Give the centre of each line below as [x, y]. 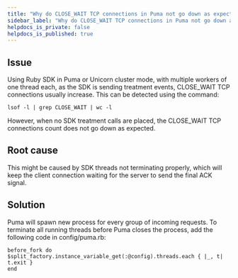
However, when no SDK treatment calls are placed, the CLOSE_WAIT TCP [114, 121]
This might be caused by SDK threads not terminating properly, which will [115, 167]
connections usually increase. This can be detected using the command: [113, 95]
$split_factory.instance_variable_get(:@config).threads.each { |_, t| [115, 256]
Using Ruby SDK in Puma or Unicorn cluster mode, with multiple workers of [117, 79]
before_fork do [30, 250]
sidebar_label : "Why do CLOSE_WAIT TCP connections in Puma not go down [117, 21]
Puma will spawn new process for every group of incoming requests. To [112, 222]
